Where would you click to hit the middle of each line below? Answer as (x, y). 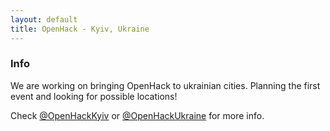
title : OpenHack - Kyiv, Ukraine (80, 29)
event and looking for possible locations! (94, 96)
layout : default (44, 19)
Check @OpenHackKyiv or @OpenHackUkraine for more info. (137, 115)
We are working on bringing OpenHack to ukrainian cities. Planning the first (165, 85)
